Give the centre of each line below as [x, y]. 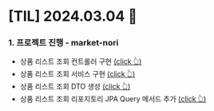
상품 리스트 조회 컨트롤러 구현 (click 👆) [81, 61]
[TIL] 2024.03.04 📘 [73, 16]
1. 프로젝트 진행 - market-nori [63, 43]
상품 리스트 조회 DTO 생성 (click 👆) [75, 86]
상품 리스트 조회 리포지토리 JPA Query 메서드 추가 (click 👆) [113, 99]
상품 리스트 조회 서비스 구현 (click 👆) [77, 74]
